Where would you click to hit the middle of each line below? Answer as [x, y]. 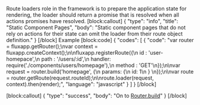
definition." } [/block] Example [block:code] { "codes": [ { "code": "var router [100, 40]
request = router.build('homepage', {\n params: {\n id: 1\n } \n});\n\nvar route [100, 71]
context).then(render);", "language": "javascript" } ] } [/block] [81, 84]
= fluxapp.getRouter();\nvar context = [52, 46]
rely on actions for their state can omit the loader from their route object [95, 34]
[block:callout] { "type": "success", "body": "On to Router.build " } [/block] [96, 96]
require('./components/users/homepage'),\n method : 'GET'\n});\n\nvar [93, 65]
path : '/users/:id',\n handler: [76, 59]
